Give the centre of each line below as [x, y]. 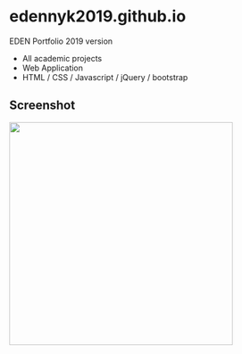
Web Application [52, 68]
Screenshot [42, 106]
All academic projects [62, 58]
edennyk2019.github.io [98, 16]
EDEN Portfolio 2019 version [61, 41]
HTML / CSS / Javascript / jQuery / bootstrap [105, 77]
